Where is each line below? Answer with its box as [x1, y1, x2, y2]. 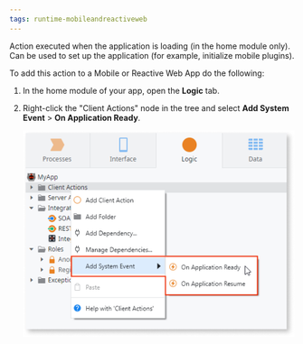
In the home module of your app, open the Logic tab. [22, 85, 220, 96]
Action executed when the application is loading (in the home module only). [9, 41, 291, 51]
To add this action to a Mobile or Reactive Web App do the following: [9, 68, 265, 79]
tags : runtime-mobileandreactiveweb [9, 14, 147, 23]
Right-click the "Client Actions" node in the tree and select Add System [22, 102, 289, 113]
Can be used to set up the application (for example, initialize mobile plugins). [9, 50, 295, 60]
